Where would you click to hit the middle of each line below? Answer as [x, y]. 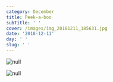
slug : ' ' [18, 45]
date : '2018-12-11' [30, 34]
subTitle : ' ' [24, 23]
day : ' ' [17, 39]
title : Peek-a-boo [29, 17]
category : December [30, 12]
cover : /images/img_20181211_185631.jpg [57, 28]
